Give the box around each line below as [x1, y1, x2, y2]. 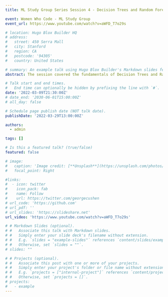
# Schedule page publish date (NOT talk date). [5, 108, 106, 113]
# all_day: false [5, 99, 41, 104]
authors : [5, 122, 23, 127]
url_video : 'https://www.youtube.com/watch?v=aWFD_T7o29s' [5, 214, 131, 220]
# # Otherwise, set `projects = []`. [5, 274, 88, 280]
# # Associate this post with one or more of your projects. [5, 260, 140, 266]
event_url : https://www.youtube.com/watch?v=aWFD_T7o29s [5, 21, 126, 26]
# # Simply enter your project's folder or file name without [5, 265, 142, 270]
